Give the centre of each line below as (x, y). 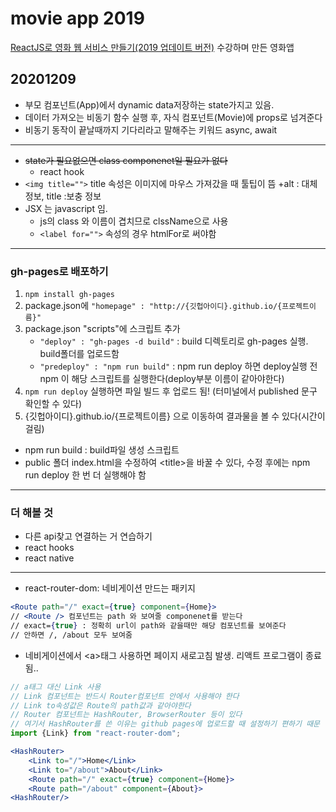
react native (49, 558)
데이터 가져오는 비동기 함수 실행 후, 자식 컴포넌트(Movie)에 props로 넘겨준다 (173, 117)
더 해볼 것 (31, 512)
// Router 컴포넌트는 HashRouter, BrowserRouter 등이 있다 (126, 715)
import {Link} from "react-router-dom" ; (96, 733)
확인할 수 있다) (53, 404)
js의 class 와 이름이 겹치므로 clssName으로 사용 (134, 221)
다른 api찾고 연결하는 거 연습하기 (88, 536)
